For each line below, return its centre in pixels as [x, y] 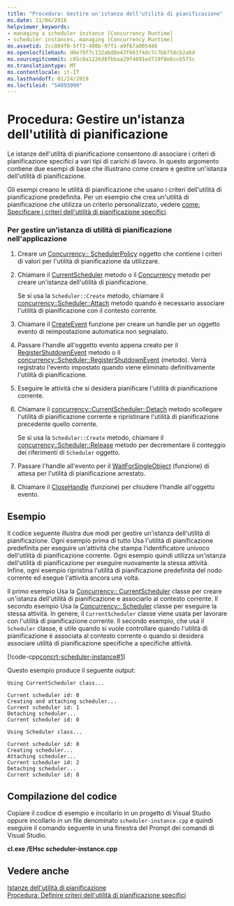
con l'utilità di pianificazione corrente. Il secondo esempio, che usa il [106, 621]
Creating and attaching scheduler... [62, 702]
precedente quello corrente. [58, 424]
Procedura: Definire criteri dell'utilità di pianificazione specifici [97, 895]
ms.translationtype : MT [42, 66]
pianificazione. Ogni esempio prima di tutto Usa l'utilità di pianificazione [110, 541]
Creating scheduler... [40, 751]
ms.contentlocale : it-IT [43, 72]
